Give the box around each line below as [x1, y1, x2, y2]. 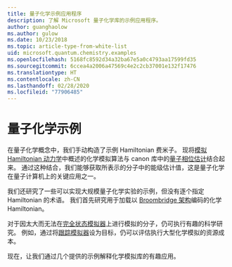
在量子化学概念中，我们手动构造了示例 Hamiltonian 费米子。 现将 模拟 [7, 145, 207, 155]
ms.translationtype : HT [7, 69, 77, 76]
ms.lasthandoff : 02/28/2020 [7, 82, 90, 89]
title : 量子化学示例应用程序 [7, 10, 82, 18]
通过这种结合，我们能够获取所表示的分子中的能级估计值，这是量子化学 [20, 163, 225, 172]
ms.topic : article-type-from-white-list [7, 43, 128, 50]
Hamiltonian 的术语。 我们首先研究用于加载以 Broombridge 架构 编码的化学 [7, 196, 222, 204]
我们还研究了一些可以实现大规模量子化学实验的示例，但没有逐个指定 [7, 187, 205, 195]
